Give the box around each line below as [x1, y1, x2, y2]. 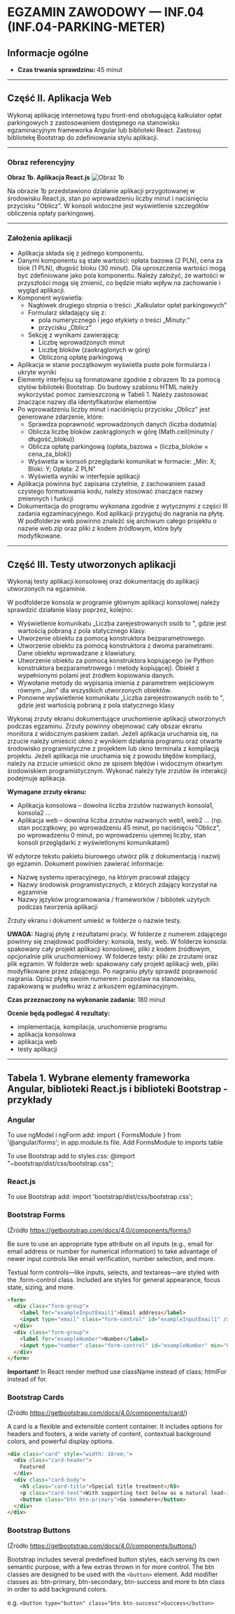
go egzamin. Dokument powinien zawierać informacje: [7, 859, 164, 868]
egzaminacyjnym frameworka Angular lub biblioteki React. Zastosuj [7, 125, 201, 134]
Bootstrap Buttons [7, 1526, 71, 1536]
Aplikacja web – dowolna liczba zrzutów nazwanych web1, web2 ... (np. [17, 816, 223, 825]
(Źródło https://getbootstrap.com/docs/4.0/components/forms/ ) [7, 1226, 192, 1234]
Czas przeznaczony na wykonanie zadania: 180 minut [7, 996, 166, 1004]
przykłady [7, 1094, 52, 1106]
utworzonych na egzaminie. [7, 585, 87, 593]
